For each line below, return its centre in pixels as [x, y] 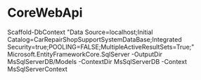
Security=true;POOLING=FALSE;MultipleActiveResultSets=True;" [101, 47]
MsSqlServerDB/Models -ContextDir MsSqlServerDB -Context [97, 61]
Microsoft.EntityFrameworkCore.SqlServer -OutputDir [85, 54]
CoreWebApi [45, 13]
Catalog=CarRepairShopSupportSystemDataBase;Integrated [95, 39]
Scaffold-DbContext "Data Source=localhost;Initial [80, 32]
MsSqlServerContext [38, 69]
